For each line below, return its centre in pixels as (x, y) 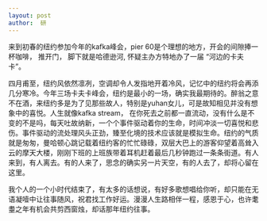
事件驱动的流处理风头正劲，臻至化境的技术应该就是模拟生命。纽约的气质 (140, 132)
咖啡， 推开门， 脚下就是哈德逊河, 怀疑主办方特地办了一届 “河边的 (122, 56)
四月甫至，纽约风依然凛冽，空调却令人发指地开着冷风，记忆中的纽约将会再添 (133, 83)
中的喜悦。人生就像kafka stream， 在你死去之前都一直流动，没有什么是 (131, 112)
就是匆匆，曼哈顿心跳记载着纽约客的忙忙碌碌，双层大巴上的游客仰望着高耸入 (133, 143)
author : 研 (27, 23)
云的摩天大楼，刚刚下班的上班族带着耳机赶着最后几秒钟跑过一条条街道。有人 (133, 152)
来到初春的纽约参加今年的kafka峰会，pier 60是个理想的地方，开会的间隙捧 (130, 46)
